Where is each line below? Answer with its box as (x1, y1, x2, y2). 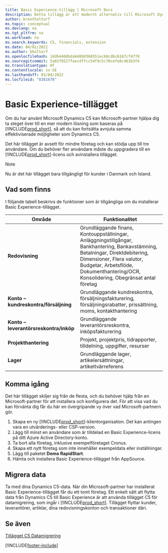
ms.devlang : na (5, 26, 37, 31)
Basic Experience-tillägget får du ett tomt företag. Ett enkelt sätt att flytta (5, 489, 155, 495)
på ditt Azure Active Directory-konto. (12, 434, 88, 440)
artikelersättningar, (79, 356, 124, 363)
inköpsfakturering (79, 328, 121, 335)
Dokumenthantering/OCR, (79, 268, 141, 275)
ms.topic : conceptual (5, 21, 50, 26)
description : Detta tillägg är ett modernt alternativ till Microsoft (5, 12, 155, 17)
